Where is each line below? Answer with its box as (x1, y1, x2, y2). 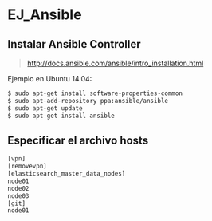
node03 (7, 191, 29, 200)
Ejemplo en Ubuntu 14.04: (7, 74, 92, 83)
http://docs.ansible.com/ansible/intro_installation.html (26, 58, 204, 68)
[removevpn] (7, 162, 47, 171)
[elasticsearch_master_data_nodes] (7, 170, 126, 178)
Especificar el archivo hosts (7, 133, 149, 147)
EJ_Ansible (7, 6, 82, 24)
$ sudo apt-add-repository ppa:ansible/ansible (7, 97, 169, 105)
